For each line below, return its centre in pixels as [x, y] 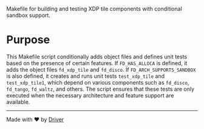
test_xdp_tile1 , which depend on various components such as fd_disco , [98, 82]
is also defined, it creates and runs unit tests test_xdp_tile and [86, 76]
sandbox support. [28, 15]
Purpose [28, 40]
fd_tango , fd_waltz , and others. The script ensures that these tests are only [100, 89]
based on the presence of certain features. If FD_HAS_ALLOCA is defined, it [97, 63]
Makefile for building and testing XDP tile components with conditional [94, 9]
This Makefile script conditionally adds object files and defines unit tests [97, 57]
